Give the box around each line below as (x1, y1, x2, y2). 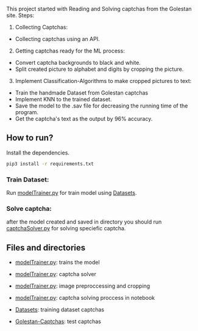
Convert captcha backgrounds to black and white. (15, 59, 141, 66)
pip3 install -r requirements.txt (6, 161, 94, 167)
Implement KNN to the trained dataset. (15, 96, 112, 103)
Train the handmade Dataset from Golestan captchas (15, 89, 148, 96)
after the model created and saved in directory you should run (6, 218, 162, 225)
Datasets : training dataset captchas (15, 306, 105, 313)
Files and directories (6, 242, 86, 253)
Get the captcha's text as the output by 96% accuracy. (15, 115, 153, 122)
